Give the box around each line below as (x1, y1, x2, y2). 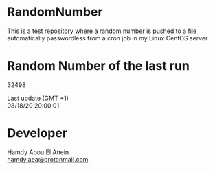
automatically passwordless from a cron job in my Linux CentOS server (7, 34, 208, 42)
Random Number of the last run (7, 58, 190, 74)
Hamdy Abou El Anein (7, 148, 69, 156)
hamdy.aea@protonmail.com (7, 155, 89, 163)
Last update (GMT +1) (7, 94, 69, 102)
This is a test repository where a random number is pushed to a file (7, 27, 197, 35)
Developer (7, 125, 67, 141)
